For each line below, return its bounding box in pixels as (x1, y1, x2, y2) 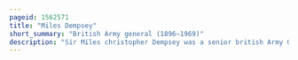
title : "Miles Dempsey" (9, 21, 98, 30)
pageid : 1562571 (9, 12, 69, 22)
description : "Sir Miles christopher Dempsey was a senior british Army (9, 37, 284, 47)
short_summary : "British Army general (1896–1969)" (9, 29, 204, 38)
